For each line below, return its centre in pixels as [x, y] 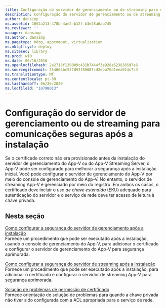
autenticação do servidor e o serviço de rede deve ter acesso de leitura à [80, 195]
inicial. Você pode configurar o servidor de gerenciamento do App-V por [79, 174]
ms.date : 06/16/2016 [26, 61]
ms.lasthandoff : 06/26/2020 [34, 83]
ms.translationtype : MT [30, 75]
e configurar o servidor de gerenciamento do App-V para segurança [75, 249]
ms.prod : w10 [19, 56]
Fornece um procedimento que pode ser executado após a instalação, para [82, 269]
